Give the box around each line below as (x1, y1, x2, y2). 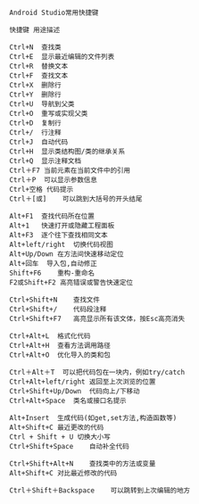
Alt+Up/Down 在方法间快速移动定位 (9, 250, 124, 259)
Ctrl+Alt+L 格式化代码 (9, 332, 91, 341)
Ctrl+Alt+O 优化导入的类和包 (9, 351, 112, 359)
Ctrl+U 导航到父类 (9, 100, 75, 109)
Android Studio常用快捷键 (9, 8, 99, 17)
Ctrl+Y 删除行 (9, 90, 62, 99)
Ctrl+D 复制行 (9, 119, 62, 128)
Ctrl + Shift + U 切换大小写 (9, 433, 112, 442)
